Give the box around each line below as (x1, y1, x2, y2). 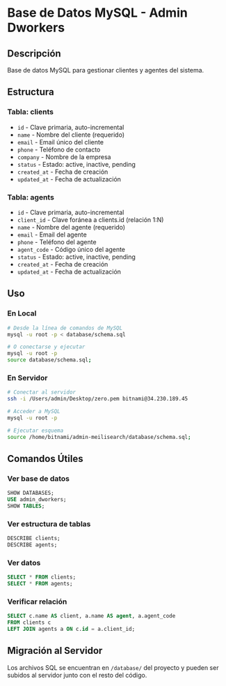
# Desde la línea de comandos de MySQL (7, 325, 123, 331)
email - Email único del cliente (17, 137, 104, 146)
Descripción (7, 47, 61, 59)
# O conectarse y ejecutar (7, 343, 86, 350)
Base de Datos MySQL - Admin (7, 5, 188, 21)
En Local (7, 308, 37, 318)
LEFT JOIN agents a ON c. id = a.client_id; (7, 626, 136, 633)
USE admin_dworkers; (7, 496, 67, 503)
